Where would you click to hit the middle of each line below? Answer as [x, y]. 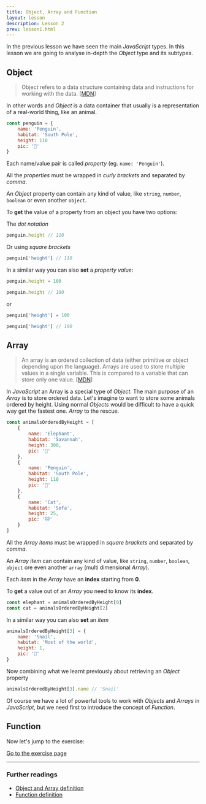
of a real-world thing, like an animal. [51, 112]
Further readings [32, 775]
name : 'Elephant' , [52, 434]
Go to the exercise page [37, 753]
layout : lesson [26, 18]
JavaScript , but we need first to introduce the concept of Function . [91, 707]
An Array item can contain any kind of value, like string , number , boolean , [98, 561]
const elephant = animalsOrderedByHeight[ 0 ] [64, 602]
